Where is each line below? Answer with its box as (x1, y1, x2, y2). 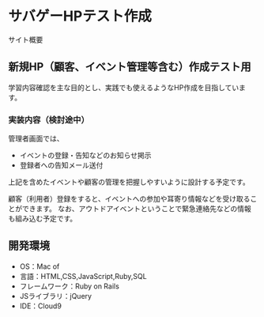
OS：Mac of (19, 262, 60, 271)
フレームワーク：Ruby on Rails (19, 281, 120, 291)
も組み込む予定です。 (8, 214, 77, 224)
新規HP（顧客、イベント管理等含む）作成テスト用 (8, 60, 251, 74)
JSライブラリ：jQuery (19, 291, 92, 300)
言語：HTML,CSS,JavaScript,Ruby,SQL (19, 271, 148, 281)
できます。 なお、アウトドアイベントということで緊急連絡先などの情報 (21, 204, 251, 213)
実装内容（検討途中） (8, 114, 89, 125)
